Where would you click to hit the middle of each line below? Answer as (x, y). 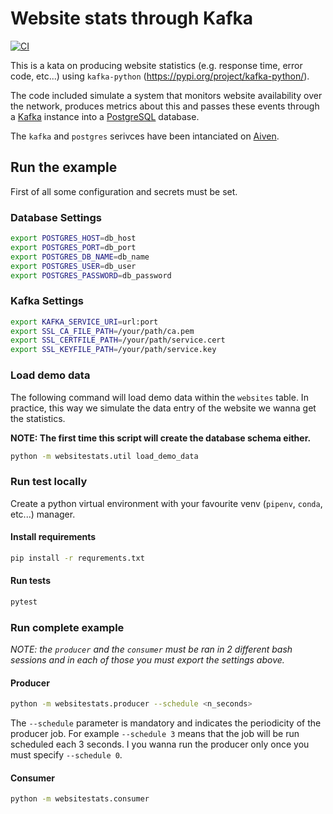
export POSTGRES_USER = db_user (73, 266)
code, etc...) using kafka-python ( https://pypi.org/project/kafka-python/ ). (160, 76)
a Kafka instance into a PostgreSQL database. (105, 116)
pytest (24, 602)
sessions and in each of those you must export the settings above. (147, 660)
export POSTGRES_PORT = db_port (73, 247)
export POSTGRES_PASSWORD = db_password (91, 275)
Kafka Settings (47, 301)
